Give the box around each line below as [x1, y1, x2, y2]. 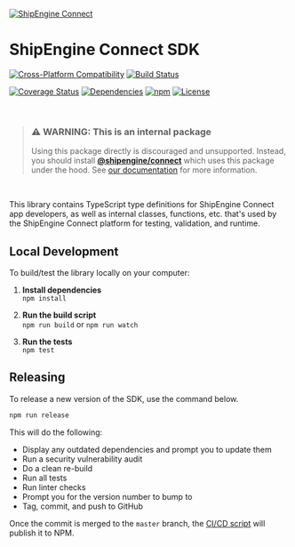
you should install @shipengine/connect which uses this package [30, 156, 275, 166]
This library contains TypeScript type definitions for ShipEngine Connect [9, 199, 275, 210]
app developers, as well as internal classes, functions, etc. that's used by [9, 209, 277, 220]
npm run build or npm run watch [21, 319, 139, 330]
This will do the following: [9, 427, 103, 438]
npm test [21, 346, 55, 355]
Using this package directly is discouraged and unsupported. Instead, [30, 146, 286, 157]
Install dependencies [21, 285, 102, 295]
